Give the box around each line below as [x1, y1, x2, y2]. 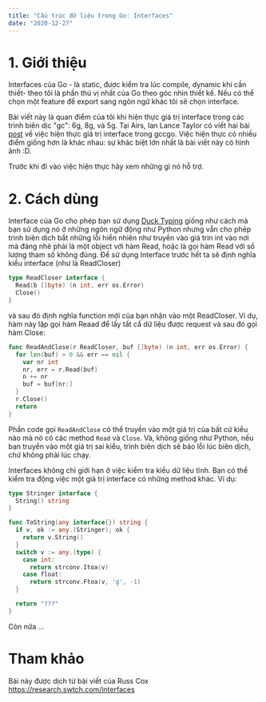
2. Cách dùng [8, 189, 99, 208]
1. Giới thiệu [8, 54, 87, 72]
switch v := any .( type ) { [15, 548, 102, 556]
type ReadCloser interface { [8, 274, 105, 282]
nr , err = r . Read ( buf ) [22, 365, 98, 374]
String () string [15, 497, 69, 505]
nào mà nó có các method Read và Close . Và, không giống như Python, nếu [8, 433, 254, 442]
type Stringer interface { [8, 489, 98, 498]
